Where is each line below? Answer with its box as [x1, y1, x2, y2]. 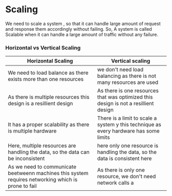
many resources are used [97, 79, 159, 86]
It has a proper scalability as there [8, 121, 90, 128]
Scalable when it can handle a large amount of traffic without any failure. [5, 31, 159, 37]
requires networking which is [8, 176, 78, 183]
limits [97, 134, 110, 141]
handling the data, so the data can [8, 148, 90, 156]
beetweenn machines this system [8, 170, 89, 177]
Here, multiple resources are [8, 142, 76, 149]
